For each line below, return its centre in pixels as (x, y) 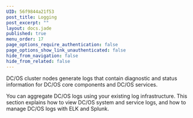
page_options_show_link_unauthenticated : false (66, 50)
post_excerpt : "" (28, 23)
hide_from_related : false (38, 61)
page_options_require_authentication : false (62, 45)
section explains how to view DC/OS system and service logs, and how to (96, 102)
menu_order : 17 (25, 39)
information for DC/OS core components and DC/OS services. (82, 84)
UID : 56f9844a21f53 (30, 12)
